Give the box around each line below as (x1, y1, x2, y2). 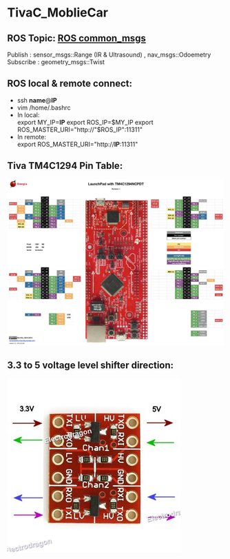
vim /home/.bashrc (17, 103, 71, 112)
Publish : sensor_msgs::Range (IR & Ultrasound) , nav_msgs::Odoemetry (7, 50, 211, 59)
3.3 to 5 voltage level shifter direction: (7, 360, 174, 372)
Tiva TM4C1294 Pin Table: (7, 160, 123, 172)
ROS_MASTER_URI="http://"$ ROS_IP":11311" (17, 125, 143, 134)
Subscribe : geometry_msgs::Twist (7, 58, 105, 66)
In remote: (17, 132, 47, 141)
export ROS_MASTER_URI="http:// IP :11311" (17, 140, 138, 148)
